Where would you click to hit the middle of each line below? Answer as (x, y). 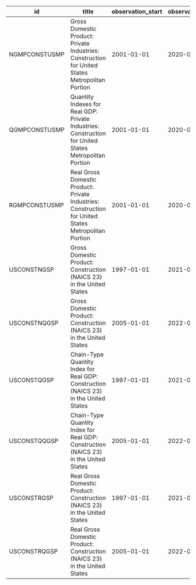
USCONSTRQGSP (34, 551)
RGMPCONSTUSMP (36, 205)
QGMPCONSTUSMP (37, 130)
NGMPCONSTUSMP (37, 54)
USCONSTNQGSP (34, 323)
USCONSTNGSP (32, 270)
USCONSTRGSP (31, 498)
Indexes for (86, 104)
